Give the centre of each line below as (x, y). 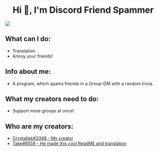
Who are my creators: (39, 126)
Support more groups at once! (43, 111)
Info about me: (28, 72)
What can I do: (28, 39)
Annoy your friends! (32, 56)
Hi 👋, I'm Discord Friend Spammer (83, 10)
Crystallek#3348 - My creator (43, 138)
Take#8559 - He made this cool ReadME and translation (69, 144)
